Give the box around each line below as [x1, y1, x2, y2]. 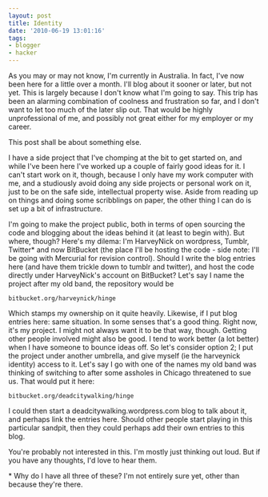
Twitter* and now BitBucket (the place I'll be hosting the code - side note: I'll [8, 245, 260, 255]
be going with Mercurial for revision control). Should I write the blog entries [8, 254, 256, 263]
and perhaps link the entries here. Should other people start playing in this [8, 415, 253, 424]
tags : [8, 34, 26, 42]
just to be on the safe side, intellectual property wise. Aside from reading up [8, 187, 258, 196]
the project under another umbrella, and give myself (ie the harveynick [8, 351, 241, 360]
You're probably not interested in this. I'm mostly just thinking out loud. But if [8, 447, 261, 456]
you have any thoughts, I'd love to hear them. [8, 455, 158, 465]
